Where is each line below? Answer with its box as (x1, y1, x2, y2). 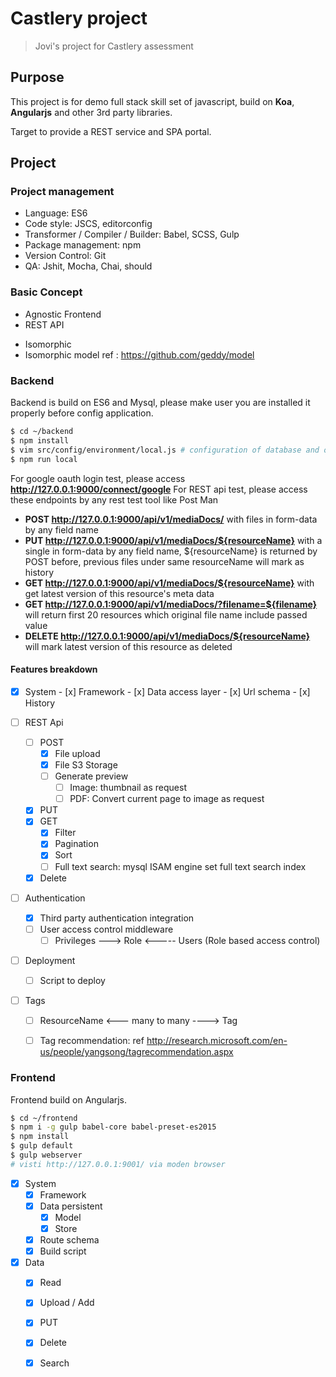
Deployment (24, 954, 76, 966)
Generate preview (54, 770, 129, 782)
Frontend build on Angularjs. (10, 1093, 128, 1106)
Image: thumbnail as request (69, 782, 187, 794)
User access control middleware (39, 923, 174, 935)
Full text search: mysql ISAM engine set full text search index (54, 860, 307, 872)
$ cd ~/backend (10, 427, 74, 437)
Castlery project (10, 7, 148, 30)
